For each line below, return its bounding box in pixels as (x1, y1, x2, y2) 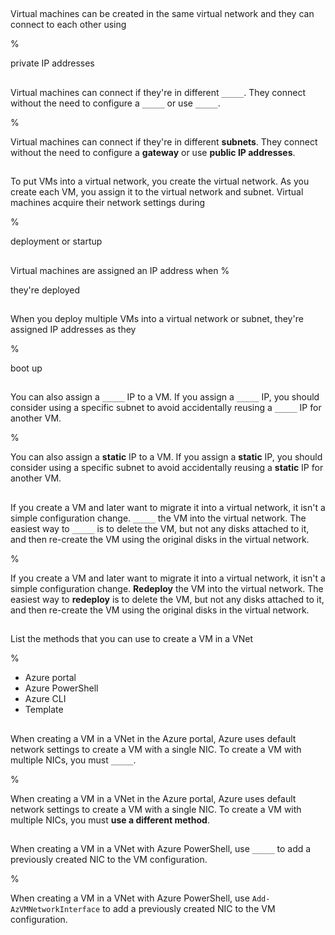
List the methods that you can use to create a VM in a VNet (10, 633, 254, 645)
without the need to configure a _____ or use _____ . (10, 97, 221, 109)
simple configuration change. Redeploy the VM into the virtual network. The (10, 582, 324, 594)
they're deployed (10, 284, 81, 296)
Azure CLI (24, 693, 67, 705)
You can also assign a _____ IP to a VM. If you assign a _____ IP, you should (10, 391, 320, 403)
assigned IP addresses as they (10, 323, 137, 335)
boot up (10, 362, 43, 374)
